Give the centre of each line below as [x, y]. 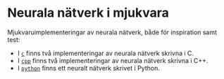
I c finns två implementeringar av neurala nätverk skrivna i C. [106, 53]
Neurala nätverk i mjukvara [88, 13]
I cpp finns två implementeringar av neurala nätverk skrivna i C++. [113, 60]
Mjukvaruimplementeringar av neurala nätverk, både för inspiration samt [112, 32]
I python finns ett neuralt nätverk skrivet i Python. [88, 68]
